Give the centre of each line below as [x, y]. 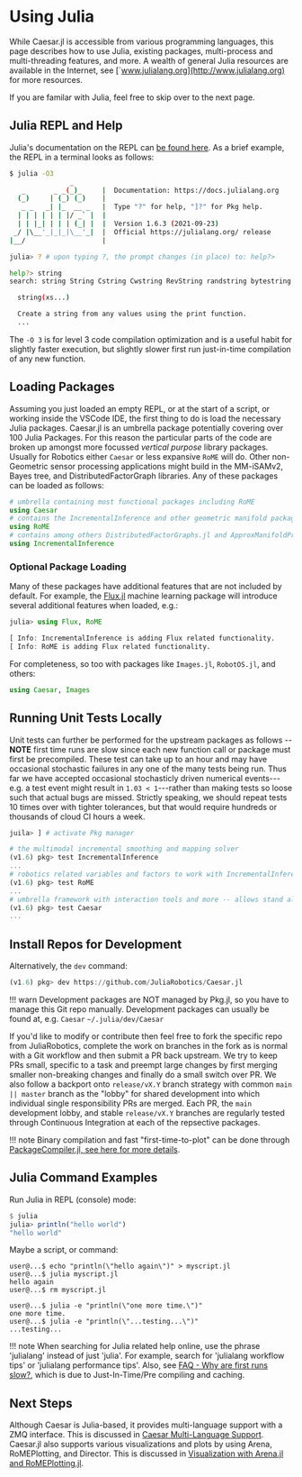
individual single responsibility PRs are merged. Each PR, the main [131, 1103]
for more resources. [46, 79]
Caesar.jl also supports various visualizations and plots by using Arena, [141, 1445]
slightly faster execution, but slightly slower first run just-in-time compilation [151, 349]
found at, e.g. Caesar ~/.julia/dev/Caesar [87, 1018]
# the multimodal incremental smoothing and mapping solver [124, 849]
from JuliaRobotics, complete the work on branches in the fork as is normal [148, 1045]
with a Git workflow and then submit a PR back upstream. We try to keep [144, 1055]
